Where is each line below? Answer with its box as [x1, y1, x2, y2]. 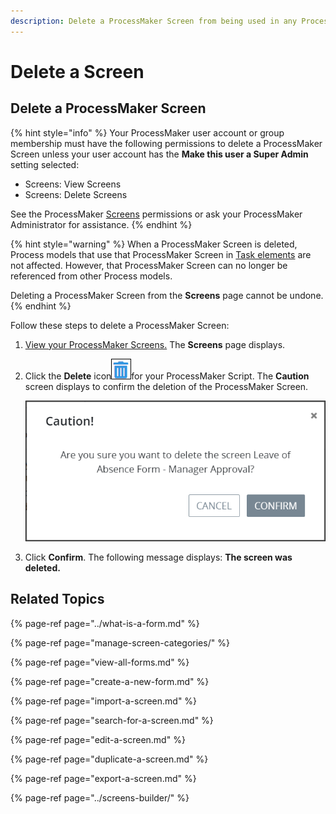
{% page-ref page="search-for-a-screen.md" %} [10, 714, 214, 726]
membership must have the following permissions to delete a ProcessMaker [10, 137, 323, 149]
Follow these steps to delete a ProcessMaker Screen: [10, 319, 230, 331]
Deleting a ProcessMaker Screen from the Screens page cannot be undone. [10, 289, 324, 301]
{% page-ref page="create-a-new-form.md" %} [10, 675, 210, 687]
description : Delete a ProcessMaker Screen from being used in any [10, 16, 298, 26]
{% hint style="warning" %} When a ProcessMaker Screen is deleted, [10, 238, 298, 250]
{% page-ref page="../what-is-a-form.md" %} [10, 617, 200, 629]
